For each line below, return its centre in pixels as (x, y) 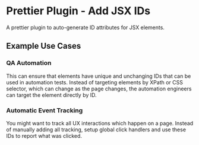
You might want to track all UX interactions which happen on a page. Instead (100, 123)
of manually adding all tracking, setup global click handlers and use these (96, 130)
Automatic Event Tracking (45, 110)
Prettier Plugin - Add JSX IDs (78, 11)
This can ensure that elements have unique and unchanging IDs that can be (99, 76)
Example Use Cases (44, 46)
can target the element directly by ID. (51, 95)
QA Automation (29, 63)
